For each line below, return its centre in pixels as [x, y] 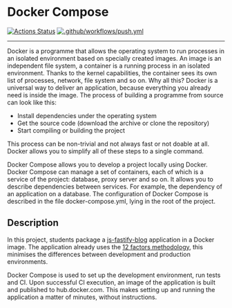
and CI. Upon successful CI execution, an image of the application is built [111, 282]
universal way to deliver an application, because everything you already [109, 88]
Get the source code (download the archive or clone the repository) [113, 123]
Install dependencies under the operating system [87, 115]
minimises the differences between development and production [99, 254]
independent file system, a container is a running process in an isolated [109, 66]
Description [33, 223]
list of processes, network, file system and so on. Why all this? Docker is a [113, 80]
